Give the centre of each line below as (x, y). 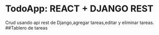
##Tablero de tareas (26, 27)
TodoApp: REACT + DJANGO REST (80, 9)
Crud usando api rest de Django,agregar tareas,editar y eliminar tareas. (80, 22)
